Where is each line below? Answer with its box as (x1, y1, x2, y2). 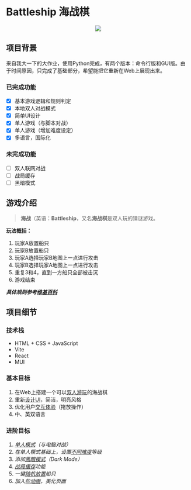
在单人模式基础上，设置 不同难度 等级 (14, 448, 102, 455)
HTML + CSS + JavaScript (14, 340, 78, 347)
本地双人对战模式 (14, 105, 56, 112)
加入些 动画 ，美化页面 (14, 478, 66, 484)
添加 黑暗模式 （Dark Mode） (14, 456, 83, 463)
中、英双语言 (14, 410, 46, 417)
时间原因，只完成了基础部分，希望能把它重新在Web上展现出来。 (11, 67, 165, 74)
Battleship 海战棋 (6, 5, 90, 19)
